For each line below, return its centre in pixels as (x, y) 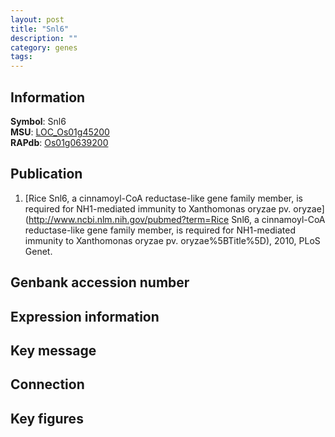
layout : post (37, 19)
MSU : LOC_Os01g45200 (60, 132)
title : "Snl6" (40, 29)
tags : (21, 57)
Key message (53, 350)
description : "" (44, 38)
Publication (46, 174)
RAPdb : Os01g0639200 (59, 142)
